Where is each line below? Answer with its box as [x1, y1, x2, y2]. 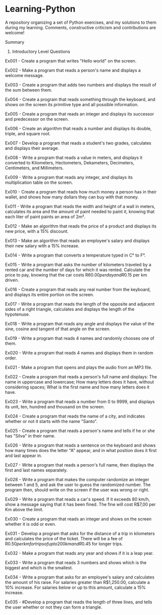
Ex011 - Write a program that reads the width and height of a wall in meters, [5, 203, 156, 209]
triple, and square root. [5, 130, 51, 136]
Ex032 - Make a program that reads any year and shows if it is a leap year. [5, 550, 154, 556]
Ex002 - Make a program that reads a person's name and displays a [5, 67, 141, 73]
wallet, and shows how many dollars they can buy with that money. [5, 194, 139, 200]
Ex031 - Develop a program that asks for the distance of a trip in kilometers [5, 530, 155, 536]
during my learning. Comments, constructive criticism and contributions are [5, 24, 156, 30]
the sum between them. [5, 87, 52, 93]
